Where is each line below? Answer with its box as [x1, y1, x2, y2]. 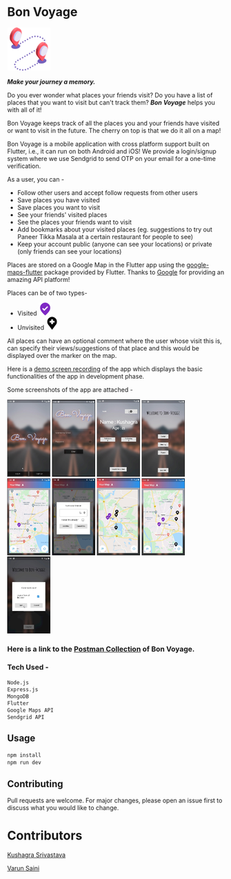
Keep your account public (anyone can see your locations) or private [17, 240, 212, 248]
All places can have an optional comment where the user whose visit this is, [7, 337, 222, 345]
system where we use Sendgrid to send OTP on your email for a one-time [7, 154, 216, 162]
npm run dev [7, 759, 41, 766]
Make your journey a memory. [7, 77, 96, 86]
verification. [7, 162, 41, 170]
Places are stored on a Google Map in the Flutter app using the [7, 261, 185, 269]
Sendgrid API [7, 713, 45, 721]
